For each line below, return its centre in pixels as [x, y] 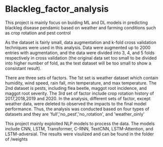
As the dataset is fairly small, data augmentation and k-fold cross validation [81, 42]
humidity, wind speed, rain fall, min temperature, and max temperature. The [81, 83]
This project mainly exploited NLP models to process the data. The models [80, 124]
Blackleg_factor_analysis [57, 9]
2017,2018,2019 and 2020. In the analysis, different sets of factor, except [78, 98]
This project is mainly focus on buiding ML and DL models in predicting [76, 22]
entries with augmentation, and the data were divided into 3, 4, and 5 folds [80, 53]
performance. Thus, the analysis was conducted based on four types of [77, 109]
